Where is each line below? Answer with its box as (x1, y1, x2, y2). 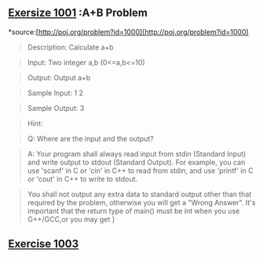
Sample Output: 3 (27, 103, 85, 112)
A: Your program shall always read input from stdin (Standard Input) (27, 149, 247, 158)
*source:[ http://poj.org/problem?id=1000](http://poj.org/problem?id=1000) (8, 27, 249, 36)
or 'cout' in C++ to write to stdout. (27, 174, 138, 183)
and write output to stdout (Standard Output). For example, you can (27, 157, 246, 167)
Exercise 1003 (8, 238, 79, 251)
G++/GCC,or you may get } (27, 214, 115, 223)
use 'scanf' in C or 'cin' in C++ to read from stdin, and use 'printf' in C (27, 165, 254, 175)
